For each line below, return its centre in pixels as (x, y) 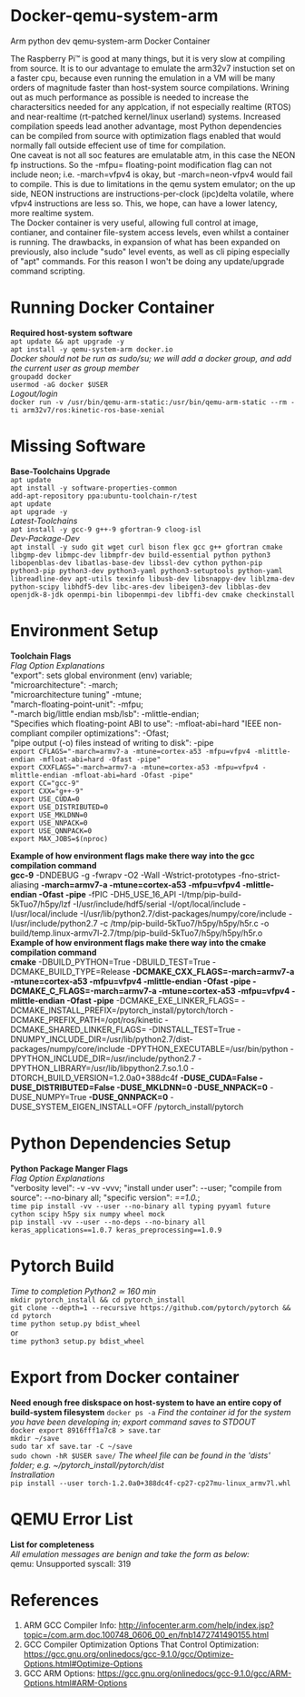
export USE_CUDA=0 (45, 799)
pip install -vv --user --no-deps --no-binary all (108, 1222)
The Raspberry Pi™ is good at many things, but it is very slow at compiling (148, 58)
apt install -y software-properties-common (94, 488)
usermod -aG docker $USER (59, 384)
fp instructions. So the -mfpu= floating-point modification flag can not (141, 164)
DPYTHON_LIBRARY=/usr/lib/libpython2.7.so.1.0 (99, 1067)
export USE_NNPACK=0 (49, 823)
